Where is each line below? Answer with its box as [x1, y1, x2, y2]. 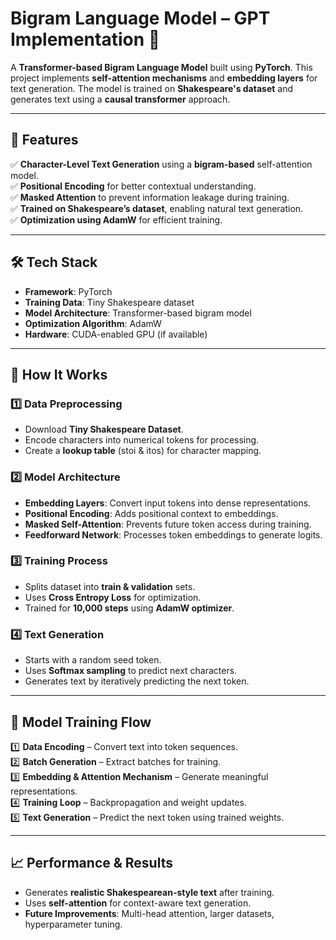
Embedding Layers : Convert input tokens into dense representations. [24, 497, 312, 509]
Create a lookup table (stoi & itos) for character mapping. [24, 445, 262, 457]
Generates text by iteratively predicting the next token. [24, 675, 250, 687]
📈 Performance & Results [10, 855, 173, 872]
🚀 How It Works [10, 366, 108, 383]
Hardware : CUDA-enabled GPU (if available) [24, 328, 208, 340]
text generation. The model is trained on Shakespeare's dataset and [10, 82, 294, 94]
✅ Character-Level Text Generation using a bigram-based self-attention [10, 158, 313, 170]
